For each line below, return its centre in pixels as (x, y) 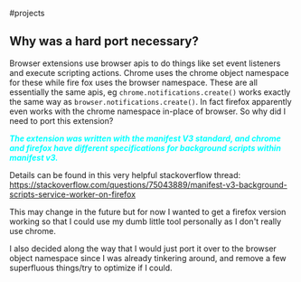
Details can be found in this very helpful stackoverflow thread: (125, 174)
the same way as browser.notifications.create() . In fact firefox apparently (150, 101)
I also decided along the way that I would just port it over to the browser (143, 249)
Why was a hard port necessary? (104, 41)
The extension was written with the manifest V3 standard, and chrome (146, 138)
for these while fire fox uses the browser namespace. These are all (133, 82)
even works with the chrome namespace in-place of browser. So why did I (148, 111)
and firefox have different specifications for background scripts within (146, 147)
